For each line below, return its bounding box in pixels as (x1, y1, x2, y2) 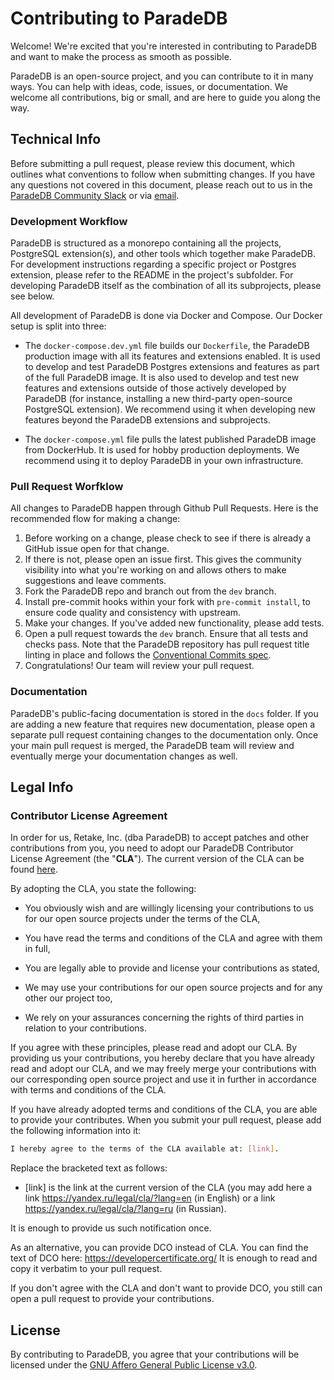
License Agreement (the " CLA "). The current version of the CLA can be (10, 853, 305, 865)
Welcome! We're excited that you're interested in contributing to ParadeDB (10, 40, 318, 52)
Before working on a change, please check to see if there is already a (24, 532, 312, 544)
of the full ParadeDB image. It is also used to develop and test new (24, 372, 300, 384)
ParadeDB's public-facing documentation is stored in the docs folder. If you (10, 707, 319, 719)
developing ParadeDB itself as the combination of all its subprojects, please (10, 280, 322, 292)
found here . (10, 863, 58, 876)
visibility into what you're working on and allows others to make (24, 564, 287, 576)
